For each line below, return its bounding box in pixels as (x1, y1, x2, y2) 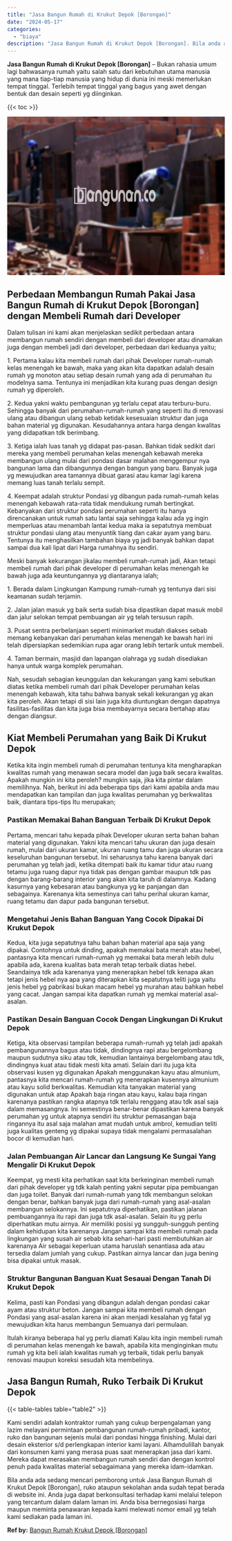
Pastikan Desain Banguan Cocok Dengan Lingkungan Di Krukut (7, 1014, 223, 1024)
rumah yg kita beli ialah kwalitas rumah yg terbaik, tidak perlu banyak (7, 1348, 204, 1356)
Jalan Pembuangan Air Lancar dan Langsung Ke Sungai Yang (7, 1151, 216, 1161)
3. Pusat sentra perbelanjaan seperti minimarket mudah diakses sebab (7, 626, 208, 635)
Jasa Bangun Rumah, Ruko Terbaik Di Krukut (7, 1376, 204, 1388)
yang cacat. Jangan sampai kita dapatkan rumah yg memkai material (7, 990, 203, 998)
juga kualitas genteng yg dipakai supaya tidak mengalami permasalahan (7, 1127, 212, 1135)
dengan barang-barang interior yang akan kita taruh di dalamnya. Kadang (7, 875, 216, 883)
